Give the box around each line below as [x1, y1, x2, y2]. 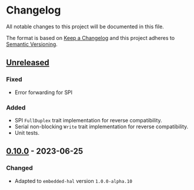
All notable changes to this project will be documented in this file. [6, 23, 165, 30]
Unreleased [6, 58, 50, 68]
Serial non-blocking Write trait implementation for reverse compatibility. [14, 123, 189, 130]
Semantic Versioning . [6, 41, 58, 48]
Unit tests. [14, 129, 40, 136]
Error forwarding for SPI [14, 89, 73, 96]
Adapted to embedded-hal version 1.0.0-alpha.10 [14, 177, 132, 184]
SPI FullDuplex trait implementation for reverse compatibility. [14, 116, 163, 124]
